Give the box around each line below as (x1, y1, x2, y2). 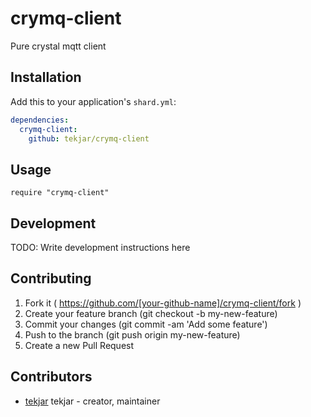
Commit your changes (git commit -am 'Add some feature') (24, 318, 268, 330)
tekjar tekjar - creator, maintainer (24, 395, 161, 407)
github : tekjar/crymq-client (28, 133, 150, 144)
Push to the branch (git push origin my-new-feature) (24, 328, 241, 341)
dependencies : (10, 115, 70, 125)
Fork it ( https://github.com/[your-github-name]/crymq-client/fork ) (24, 297, 302, 309)
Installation (10, 69, 82, 86)
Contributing (10, 270, 92, 287)
